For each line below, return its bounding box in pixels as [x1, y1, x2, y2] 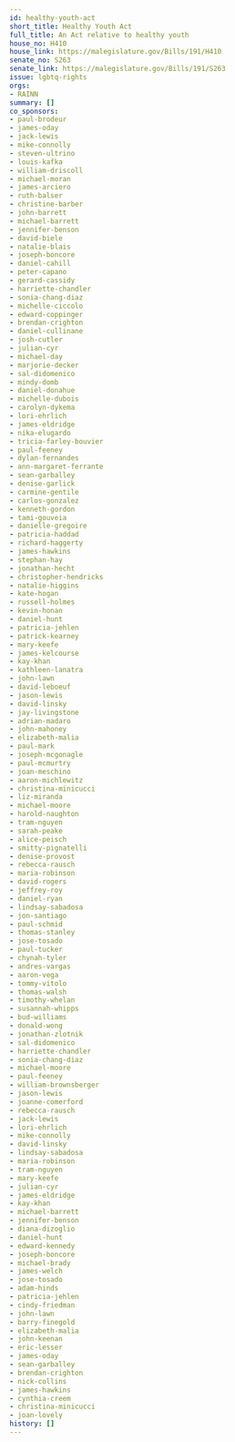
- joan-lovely [9, 1411, 64, 1420]
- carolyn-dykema [9, 403, 76, 413]
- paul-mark [9, 741, 55, 752]
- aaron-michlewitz [9, 775, 84, 784]
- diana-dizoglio [9, 1224, 76, 1233]
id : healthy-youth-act [9, 13, 96, 23]
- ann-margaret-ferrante [9, 462, 104, 472]
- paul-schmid [9, 919, 64, 929]
